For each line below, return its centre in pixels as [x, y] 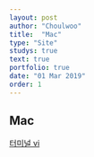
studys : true [34, 51]
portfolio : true [39, 68]
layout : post [34, 17]
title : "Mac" [36, 34]
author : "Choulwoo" [46, 26]
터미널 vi [25, 144]
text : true [30, 59]
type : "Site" [34, 43]
